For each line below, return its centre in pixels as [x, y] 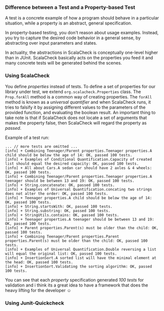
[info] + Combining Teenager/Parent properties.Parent [62, 237]
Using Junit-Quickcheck [35, 303]
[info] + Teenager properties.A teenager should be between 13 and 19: [80, 219]
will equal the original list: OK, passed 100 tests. [61, 254]
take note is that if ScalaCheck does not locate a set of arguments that [76, 118]
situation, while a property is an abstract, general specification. [69, 23]
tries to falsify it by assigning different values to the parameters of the [75, 107]
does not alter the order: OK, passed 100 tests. [57, 193]
